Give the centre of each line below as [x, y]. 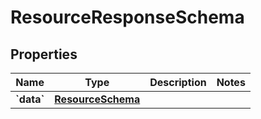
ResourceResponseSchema [127, 17]
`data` [30, 99]
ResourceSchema [97, 99]
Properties [44, 54]
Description [178, 82]
